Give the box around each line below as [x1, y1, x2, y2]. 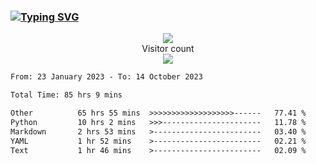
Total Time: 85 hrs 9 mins [10, 90, 123, 100]
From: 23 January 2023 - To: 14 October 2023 [10, 72, 203, 82]
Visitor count [141, 43, 195, 55]
